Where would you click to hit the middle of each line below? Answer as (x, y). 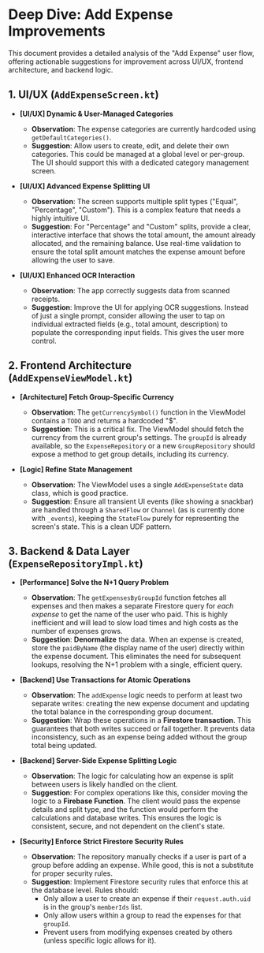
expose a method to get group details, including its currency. (130, 454)
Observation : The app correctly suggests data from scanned (130, 290)
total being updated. (64, 746)
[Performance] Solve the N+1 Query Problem (94, 583)
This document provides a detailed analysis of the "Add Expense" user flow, (131, 53)
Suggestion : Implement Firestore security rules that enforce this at (139, 882)
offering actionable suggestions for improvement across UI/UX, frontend (126, 61)
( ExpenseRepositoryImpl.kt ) (76, 563)
